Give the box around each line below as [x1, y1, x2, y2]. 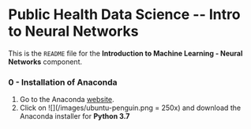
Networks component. [8, 57, 83, 66]
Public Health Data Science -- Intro [8, 6, 241, 24]
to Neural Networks [8, 22, 139, 40]
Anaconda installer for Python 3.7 [19, 112, 130, 121]
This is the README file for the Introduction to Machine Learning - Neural [8, 48, 243, 58]
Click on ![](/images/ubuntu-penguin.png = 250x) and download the [19, 103, 242, 112]
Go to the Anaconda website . [19, 95, 114, 104]
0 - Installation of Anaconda [8, 77, 118, 88]
